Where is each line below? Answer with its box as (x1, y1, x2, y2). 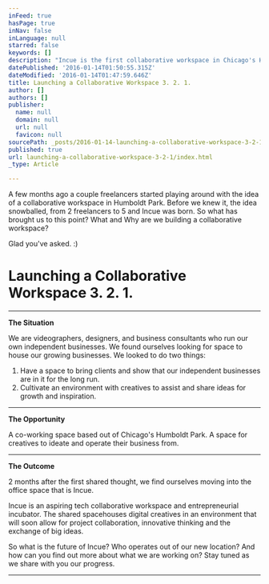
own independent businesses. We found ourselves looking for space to (8, 342, 243, 352)
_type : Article (8, 161, 59, 169)
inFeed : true (8, 11, 52, 20)
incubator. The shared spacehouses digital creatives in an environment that (8, 510, 257, 519)
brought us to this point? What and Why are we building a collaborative (8, 215, 243, 225)
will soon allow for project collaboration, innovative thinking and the (8, 518, 231, 528)
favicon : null (15, 130, 62, 138)
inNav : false (8, 26, 52, 34)
